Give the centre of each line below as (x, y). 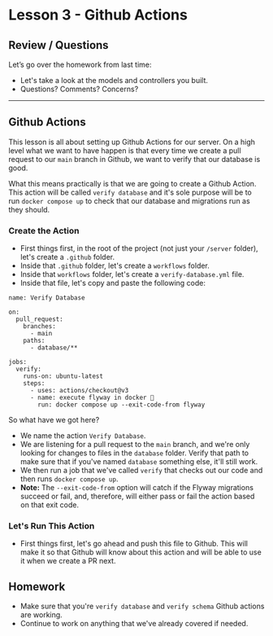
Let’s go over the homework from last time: (80, 64)
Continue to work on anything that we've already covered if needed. (134, 624)
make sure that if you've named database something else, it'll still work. (139, 462)
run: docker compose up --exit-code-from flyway (121, 405)
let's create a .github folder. (67, 257)
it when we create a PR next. (68, 561)
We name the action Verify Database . (83, 436)
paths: (34, 341)
